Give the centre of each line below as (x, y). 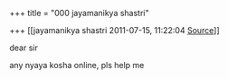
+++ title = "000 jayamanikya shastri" (79, 13)
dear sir (24, 48)
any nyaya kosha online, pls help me (77, 65)
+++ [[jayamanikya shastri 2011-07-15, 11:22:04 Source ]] (114, 30)
